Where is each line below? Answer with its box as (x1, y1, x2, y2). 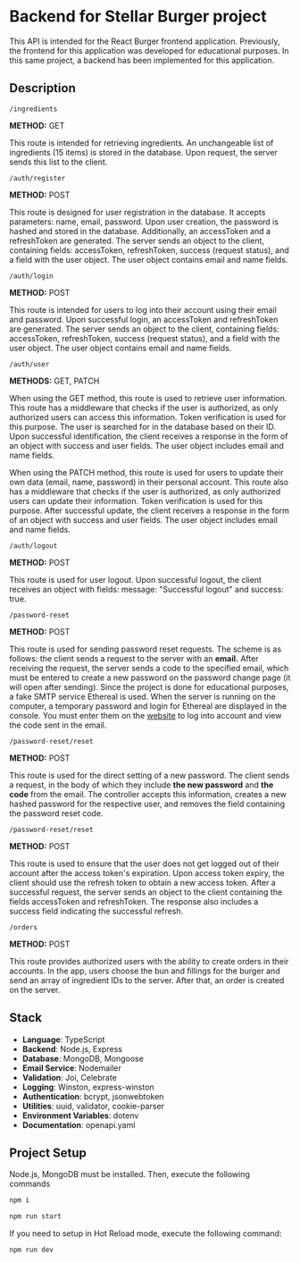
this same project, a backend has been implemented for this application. (9, 55, 275, 65)
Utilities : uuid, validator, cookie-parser (21, 1100, 165, 1111)
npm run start (9, 1212, 62, 1221)
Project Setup (9, 1145, 87, 1160)
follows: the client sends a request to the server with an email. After (9, 653, 259, 663)
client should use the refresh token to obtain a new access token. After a (9, 877, 277, 888)
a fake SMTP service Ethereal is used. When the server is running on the (9, 691, 277, 702)
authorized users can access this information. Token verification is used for (9, 411, 287, 422)
